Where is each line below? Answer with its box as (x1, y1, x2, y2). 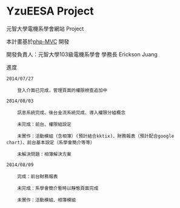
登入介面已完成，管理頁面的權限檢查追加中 (17, 87, 108, 93)
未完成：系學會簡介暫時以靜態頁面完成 (17, 185, 99, 191)
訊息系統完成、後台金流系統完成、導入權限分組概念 (17, 109, 126, 115)
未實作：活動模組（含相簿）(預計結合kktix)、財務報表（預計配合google (17, 133, 175, 139)
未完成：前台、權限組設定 (17, 121, 72, 128)
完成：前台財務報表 (17, 174, 58, 180)
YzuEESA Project (6, 4, 94, 18)
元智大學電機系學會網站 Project (6, 25, 84, 32)
